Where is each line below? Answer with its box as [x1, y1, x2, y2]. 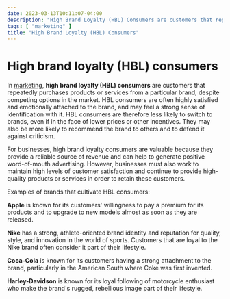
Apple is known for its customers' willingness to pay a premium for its [7, 201, 204, 209]
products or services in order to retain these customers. [27, 174, 186, 183]
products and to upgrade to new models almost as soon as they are [7, 208, 197, 216]
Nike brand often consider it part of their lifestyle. [7, 244, 146, 252]
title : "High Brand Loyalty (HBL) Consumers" [7, 29, 139, 36]
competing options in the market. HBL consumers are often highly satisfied [7, 96, 218, 104]
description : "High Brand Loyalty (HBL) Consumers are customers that [7, 16, 213, 23]
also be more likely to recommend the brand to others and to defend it [7, 125, 205, 133]
